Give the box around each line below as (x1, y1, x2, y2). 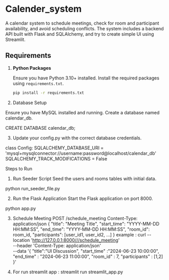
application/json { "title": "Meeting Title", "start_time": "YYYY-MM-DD (12, 221, 160, 227)
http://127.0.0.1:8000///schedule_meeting (32, 237, 119, 243)
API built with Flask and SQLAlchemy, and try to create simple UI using (5, 31, 155, 37)
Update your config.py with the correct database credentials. (12, 134, 142, 141)
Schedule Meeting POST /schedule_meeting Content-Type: (12, 215, 138, 221)
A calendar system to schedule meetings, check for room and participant (5, 20, 160, 26)
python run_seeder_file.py (5, 185, 60, 191)
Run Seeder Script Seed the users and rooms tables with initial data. (12, 175, 157, 182)
